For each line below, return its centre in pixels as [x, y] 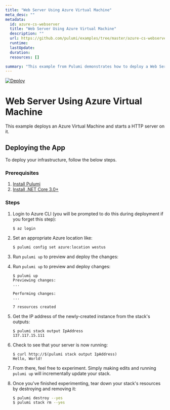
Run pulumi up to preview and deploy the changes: [66, 257]
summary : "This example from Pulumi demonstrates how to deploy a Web [81, 67]
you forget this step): [34, 219]
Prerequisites [22, 173]
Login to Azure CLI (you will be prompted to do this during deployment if [88, 213]
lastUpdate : [23, 48]
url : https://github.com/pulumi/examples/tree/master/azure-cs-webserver [89, 39]
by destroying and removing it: [45, 389]
